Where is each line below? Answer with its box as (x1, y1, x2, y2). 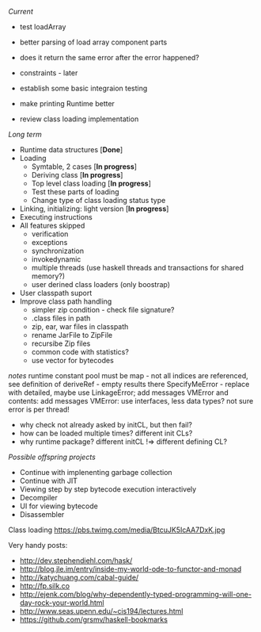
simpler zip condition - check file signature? (31, 305, 176, 314)
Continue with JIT (19, 476, 78, 485)
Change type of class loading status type (31, 196, 166, 205)
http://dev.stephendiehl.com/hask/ (19, 556, 133, 565)
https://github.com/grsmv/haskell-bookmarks (19, 615, 168, 624)
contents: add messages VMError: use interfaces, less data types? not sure (8, 396, 254, 405)
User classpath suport (19, 289, 93, 297)
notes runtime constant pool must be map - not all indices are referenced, (8, 371, 249, 380)
